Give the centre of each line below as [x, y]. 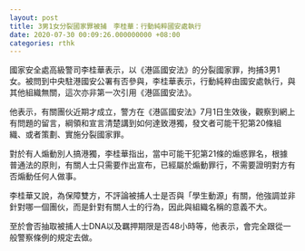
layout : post [34, 18]
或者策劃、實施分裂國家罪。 [77, 135]
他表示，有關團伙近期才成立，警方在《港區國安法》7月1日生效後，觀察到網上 [152, 112]
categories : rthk [42, 43]
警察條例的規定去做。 [57, 237]
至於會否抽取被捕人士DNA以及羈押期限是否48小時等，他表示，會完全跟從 [147, 227]
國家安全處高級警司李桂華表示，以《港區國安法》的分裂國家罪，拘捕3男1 [145, 70]
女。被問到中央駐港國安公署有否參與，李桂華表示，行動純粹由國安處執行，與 [152, 82]
